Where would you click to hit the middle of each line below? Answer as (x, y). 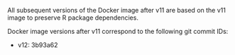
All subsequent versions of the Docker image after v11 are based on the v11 (116, 10)
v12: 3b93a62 (38, 45)
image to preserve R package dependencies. (73, 18)
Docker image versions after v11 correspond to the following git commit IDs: (118, 31)
